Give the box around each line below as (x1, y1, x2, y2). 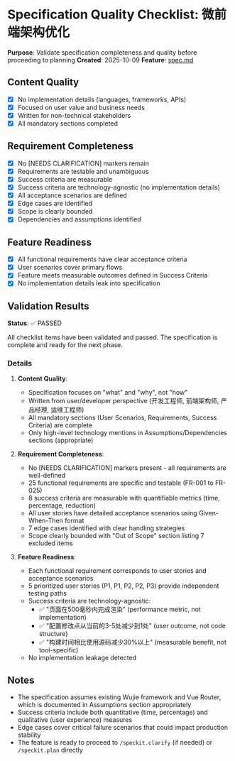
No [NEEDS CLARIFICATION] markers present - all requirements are (28, 464, 227, 472)
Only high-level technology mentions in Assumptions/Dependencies (28, 429, 227, 437)
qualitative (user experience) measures (17, 716, 133, 724)
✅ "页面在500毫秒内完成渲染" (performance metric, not (38, 605, 201, 614)
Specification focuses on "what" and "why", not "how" (28, 388, 188, 397)
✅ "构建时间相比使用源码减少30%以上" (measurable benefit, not (38, 638, 227, 647)
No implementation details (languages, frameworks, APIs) (17, 95, 187, 104)
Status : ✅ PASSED (7, 319, 62, 327)
